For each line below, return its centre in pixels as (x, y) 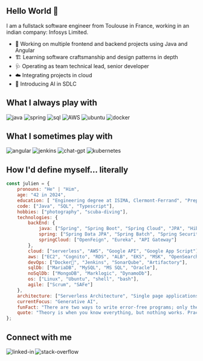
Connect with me (39, 337)
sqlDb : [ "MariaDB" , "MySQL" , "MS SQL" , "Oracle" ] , (93, 268)
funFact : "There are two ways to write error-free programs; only (102, 307)
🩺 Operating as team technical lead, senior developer (82, 66)
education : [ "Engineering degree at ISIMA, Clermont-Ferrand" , (100, 200)
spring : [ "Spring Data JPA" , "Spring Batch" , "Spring (108, 234)
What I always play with (52, 103)
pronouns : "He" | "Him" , (48, 190)
